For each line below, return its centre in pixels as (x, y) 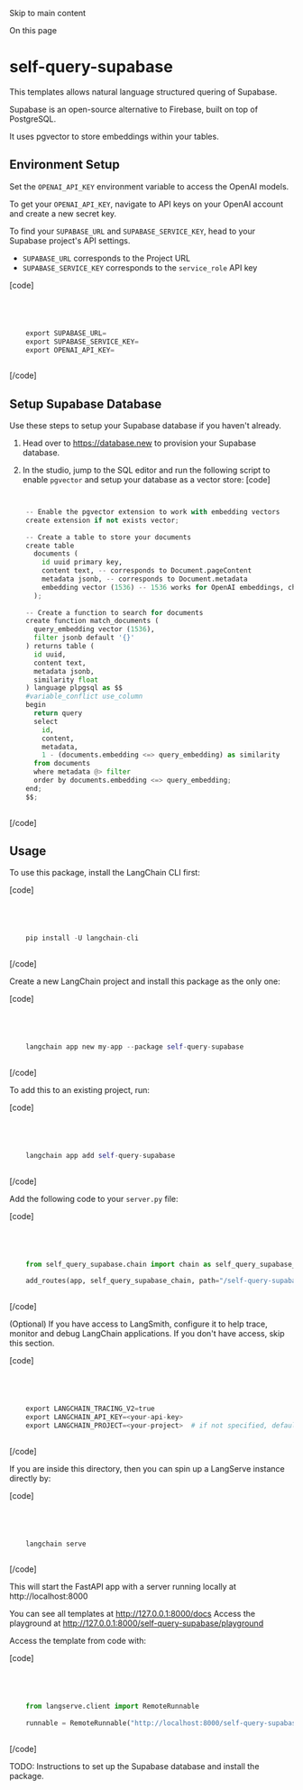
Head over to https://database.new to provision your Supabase (139, 443)
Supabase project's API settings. (70, 240)
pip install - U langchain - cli (83, 938)
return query (58, 713)
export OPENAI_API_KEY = (70, 350)
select (46, 721)
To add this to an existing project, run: (80, 1089)
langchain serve (56, 1544)
